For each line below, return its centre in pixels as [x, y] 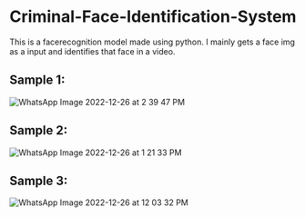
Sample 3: [39, 180]
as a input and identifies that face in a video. [92, 51]
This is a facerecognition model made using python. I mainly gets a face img [152, 42]
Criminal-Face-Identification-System [153, 17]
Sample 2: [39, 130]
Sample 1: [37, 80]
